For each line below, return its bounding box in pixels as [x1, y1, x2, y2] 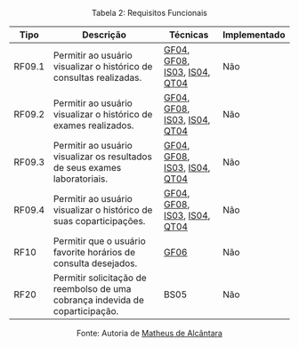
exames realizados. [53, 119, 134, 132]
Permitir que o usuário [53, 235, 146, 247]
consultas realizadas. [53, 71, 142, 84]
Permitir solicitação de [53, 271, 147, 284]
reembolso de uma [53, 283, 132, 295]
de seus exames [53, 162, 122, 173]
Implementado [222, 28, 286, 41]
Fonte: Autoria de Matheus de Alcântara [77, 328, 222, 338]
